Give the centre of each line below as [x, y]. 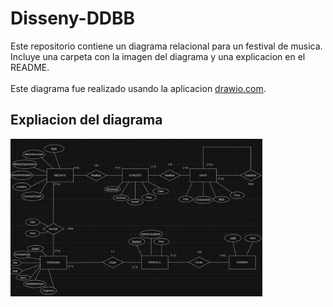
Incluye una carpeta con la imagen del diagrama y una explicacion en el [158, 56]
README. [30, 67]
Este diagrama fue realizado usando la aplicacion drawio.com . [138, 88]
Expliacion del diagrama [86, 120]
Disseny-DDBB [73, 18]
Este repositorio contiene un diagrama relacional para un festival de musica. [166, 46]
